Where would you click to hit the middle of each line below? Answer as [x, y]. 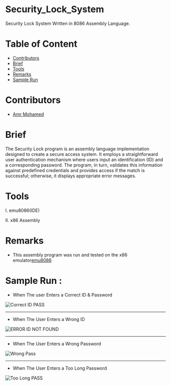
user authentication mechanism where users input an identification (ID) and [84, 159]
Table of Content [41, 44]
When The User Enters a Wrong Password [57, 343]
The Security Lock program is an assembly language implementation [77, 149]
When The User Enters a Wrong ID [49, 319]
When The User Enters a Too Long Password [60, 368]
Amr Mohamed [28, 114]
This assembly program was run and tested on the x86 [70, 254]
